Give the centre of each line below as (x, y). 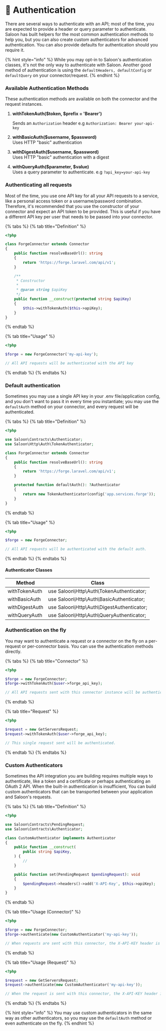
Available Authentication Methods (47, 88)
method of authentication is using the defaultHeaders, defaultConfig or (79, 70)
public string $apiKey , (47, 852)
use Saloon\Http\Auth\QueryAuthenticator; (97, 616)
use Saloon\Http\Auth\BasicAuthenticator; (96, 599)
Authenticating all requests (39, 185)
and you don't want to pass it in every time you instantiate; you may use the (82, 402)
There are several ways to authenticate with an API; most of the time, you (80, 24)
